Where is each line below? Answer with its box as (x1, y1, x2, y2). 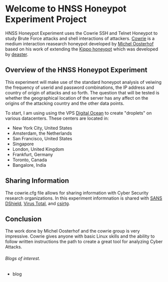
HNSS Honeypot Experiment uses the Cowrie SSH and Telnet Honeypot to (5, 30, 158, 36)
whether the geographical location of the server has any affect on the (5, 95, 148, 101)
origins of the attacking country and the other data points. (5, 100, 124, 106)
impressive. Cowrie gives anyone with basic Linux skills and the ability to (5, 233, 155, 240)
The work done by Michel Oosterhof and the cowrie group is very (5, 228, 140, 234)
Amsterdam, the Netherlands (12, 130, 72, 136)
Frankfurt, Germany (12, 151, 53, 157)
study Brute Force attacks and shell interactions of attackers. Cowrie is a (5, 35, 155, 41)
